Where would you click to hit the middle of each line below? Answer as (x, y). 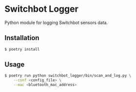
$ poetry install (22, 49)
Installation (22, 38)
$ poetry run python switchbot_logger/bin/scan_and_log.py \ (68, 76)
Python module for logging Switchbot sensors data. (56, 23)
